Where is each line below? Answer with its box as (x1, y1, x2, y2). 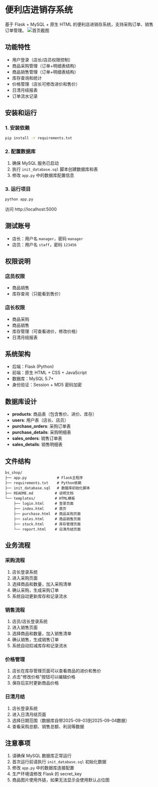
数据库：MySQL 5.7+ (12, 376, 54, 382)
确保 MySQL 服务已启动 (12, 160, 59, 166)
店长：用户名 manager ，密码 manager (12, 236, 83, 241)
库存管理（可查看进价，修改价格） (12, 328, 80, 334)
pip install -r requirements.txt (5, 136, 72, 141)
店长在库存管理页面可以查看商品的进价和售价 (12, 668, 101, 674)
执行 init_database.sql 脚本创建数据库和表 (12, 166, 98, 172)
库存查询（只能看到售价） (12, 291, 63, 297)
